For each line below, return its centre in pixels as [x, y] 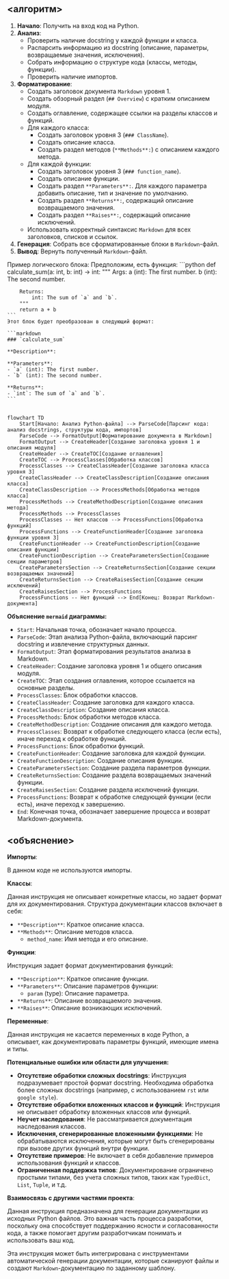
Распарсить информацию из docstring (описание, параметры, [118, 47]
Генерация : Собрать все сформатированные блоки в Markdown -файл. [118, 244]
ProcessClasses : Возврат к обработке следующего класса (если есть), [119, 732]
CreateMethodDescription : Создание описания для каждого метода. [115, 724]
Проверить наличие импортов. [72, 77]
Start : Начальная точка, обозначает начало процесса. [97, 630]
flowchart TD [26, 418]
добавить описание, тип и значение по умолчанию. [113, 193]
